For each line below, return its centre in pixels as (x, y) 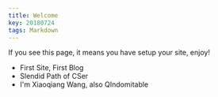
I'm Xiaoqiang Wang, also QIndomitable (84, 84)
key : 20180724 (32, 23)
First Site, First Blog (52, 68)
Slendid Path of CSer (54, 76)
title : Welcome (33, 15)
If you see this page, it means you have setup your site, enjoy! (109, 53)
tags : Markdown (33, 30)
